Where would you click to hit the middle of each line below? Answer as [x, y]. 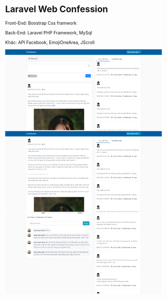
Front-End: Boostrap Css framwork [41, 23]
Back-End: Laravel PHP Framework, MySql [49, 32]
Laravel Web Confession [57, 9]
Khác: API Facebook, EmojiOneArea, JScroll [50, 42]
